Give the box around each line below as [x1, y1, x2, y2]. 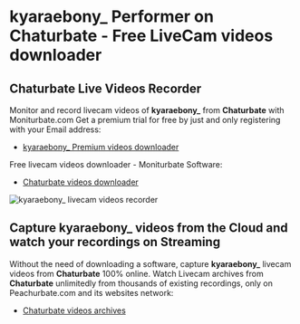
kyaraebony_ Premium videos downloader [22, 142, 179, 152]
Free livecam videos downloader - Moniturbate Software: [9, 159, 223, 169]
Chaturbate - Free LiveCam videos [9, 25, 274, 46]
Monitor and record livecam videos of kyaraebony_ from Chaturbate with [9, 105, 285, 115]
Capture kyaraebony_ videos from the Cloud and [9, 220, 288, 236]
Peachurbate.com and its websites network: [9, 287, 174, 298]
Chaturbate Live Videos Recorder [9, 81, 202, 96]
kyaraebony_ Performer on [9, 6, 215, 27]
